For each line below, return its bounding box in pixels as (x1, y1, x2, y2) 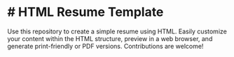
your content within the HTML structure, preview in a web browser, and (7, 34, 213, 42)
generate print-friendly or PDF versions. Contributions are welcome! (7, 42, 204, 50)
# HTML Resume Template (7, 4, 164, 20)
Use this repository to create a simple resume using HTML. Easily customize (7, 27, 228, 35)
